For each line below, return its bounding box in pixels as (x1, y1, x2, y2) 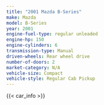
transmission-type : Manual (6, 48, 74, 54)
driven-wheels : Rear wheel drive (6, 53, 90, 59)
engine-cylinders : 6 (6, 43, 58, 49)
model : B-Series (6, 20, 47, 26)
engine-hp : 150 (6, 37, 44, 43)
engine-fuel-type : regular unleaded (6, 31, 98, 37)
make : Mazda (6, 14, 36, 20)
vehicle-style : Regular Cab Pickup (6, 76, 96, 82)
